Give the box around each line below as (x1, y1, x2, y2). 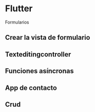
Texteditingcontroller (5, 50, 71, 58)
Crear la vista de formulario (5, 33, 91, 42)
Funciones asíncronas (5, 67, 74, 75)
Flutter (5, 3, 33, 14)
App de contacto (5, 84, 57, 92)
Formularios (5, 19, 29, 25)
